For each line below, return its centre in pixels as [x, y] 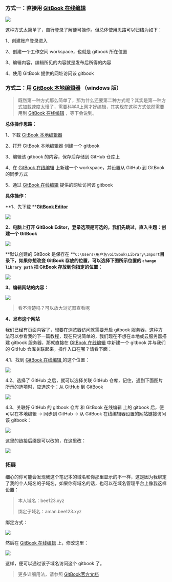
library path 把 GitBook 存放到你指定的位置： [54, 267]
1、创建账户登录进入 [26, 41]
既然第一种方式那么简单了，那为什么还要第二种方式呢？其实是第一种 [90, 100]
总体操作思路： [21, 124]
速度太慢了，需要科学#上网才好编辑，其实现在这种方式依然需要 [98, 107]
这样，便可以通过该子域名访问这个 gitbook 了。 [55, 563]
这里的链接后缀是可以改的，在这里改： [46, 440]
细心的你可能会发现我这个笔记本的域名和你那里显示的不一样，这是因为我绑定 [86, 477]
